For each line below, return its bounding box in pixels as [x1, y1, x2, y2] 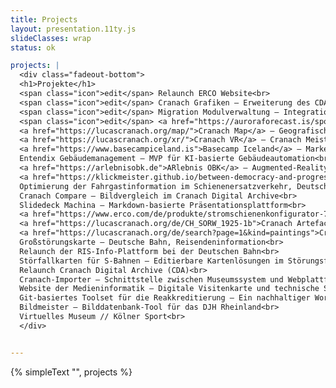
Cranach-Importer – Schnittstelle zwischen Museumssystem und [19, 274, 284, 285]
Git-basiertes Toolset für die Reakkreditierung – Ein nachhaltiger [19, 293, 311, 303]
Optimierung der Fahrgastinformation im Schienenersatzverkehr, [19, 181, 293, 191]
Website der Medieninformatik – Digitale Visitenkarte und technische [19, 284, 320, 294]
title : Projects [10, 14, 78, 25]
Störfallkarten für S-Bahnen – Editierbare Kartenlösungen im [19, 256, 284, 266]
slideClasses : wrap [10, 33, 92, 43]
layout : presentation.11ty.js [10, 24, 137, 34]
